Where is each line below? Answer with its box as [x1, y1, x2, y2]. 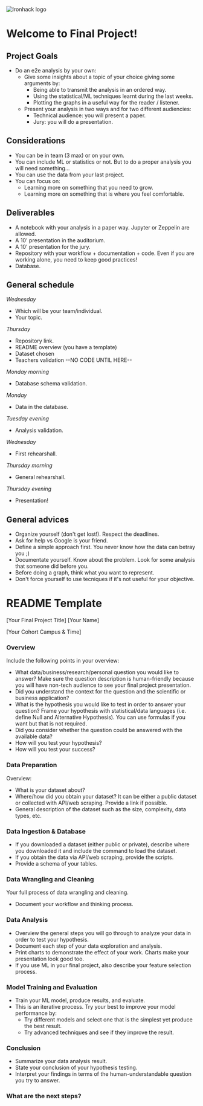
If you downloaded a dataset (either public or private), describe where [14, 841, 190, 848]
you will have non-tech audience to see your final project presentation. [14, 681, 192, 689]
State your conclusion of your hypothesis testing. [14, 1064, 138, 1072]
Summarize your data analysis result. [14, 1058, 108, 1065]
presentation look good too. [14, 955, 85, 962]
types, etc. [14, 812, 42, 819]
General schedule [6, 280, 74, 290]
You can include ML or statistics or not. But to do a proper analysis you [14, 158, 192, 166]
